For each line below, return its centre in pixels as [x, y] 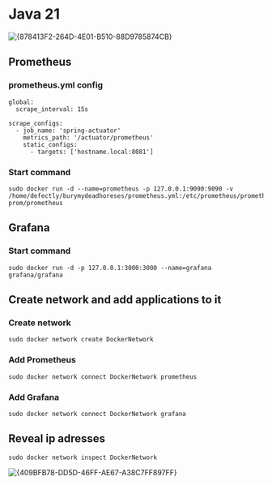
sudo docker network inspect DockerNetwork [83, 457]
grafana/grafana [36, 275]
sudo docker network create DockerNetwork [81, 340]
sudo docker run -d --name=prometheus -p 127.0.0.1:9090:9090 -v [121, 189]
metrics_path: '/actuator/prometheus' [88, 137]
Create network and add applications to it [115, 300]
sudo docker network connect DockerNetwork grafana [97, 414]
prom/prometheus [36, 203]
